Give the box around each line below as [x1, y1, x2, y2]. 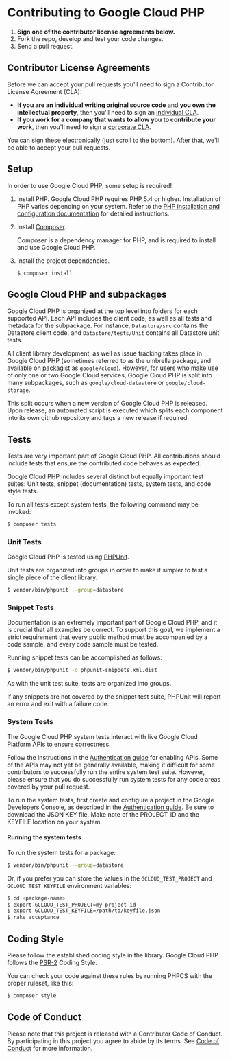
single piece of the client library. [7, 573, 98, 581]
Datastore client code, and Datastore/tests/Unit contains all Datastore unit [7, 329, 220, 337]
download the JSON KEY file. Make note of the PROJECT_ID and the [7, 810, 200, 818]
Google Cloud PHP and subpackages [7, 288, 167, 300]
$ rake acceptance [7, 914, 60, 921]
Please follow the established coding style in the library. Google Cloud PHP [7, 951, 219, 959]
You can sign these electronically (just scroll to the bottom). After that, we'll [7, 136, 220, 144]
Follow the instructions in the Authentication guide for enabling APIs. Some [7, 753, 218, 761]
